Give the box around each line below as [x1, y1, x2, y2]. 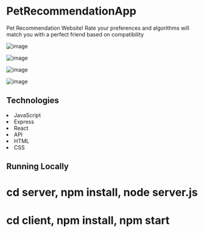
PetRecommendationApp [6, 4, 137, 18]
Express [14, 118, 35, 125]
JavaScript [14, 111, 41, 119]
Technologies [6, 95, 60, 106]
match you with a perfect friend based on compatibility [6, 30, 144, 38]
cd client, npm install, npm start [6, 214, 170, 227]
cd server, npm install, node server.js [6, 186, 198, 200]
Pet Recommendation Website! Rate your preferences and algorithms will [6, 24, 190, 32]
